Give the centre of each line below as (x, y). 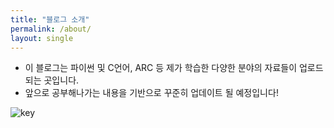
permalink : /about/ (51, 29)
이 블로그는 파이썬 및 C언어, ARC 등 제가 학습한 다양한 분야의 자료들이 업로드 (174, 68)
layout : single (42, 38)
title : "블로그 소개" (50, 19)
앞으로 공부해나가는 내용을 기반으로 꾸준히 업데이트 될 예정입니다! (151, 93)
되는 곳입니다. (52, 80)
